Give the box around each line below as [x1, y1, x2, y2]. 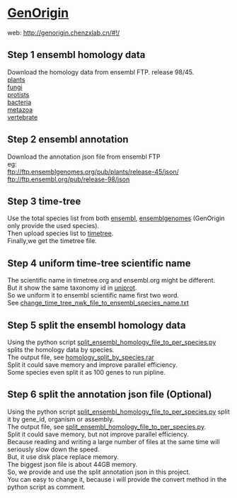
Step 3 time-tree [7, 195, 81, 207]
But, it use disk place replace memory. [7, 452, 119, 461]
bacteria [7, 98, 32, 106]
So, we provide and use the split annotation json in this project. [7, 468, 191, 476]
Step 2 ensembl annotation [7, 133, 129, 146]
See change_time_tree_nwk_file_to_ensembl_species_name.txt [7, 299, 190, 307]
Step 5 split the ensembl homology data [7, 319, 186, 331]
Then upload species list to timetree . [7, 229, 114, 238]
